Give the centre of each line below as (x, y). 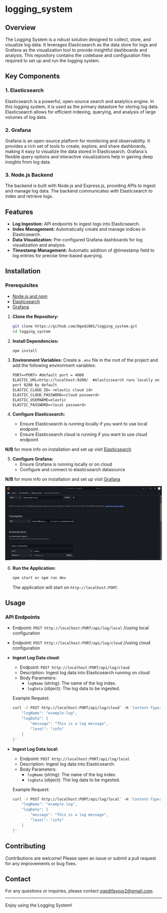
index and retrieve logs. (29, 196)
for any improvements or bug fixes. (41, 863)
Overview (21, 28)
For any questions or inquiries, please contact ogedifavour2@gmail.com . (80, 891)
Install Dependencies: (35, 341)
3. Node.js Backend (29, 175)
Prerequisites (22, 286)
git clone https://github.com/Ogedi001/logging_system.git (75, 326)
